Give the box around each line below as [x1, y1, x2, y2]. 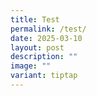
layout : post [10, 42, 65, 53]
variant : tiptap [10, 71, 78, 81]
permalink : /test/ [10, 24, 87, 34]
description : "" [10, 52, 78, 62]
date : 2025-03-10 [10, 33, 83, 43]
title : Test [10, 14, 60, 25]
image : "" [10, 61, 52, 71]
